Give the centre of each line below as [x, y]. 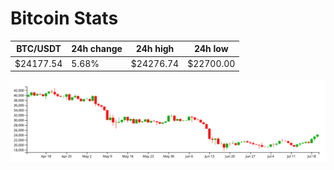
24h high [155, 49]
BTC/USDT [39, 49]
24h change [97, 49]
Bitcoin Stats [64, 18]
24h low [211, 49]
